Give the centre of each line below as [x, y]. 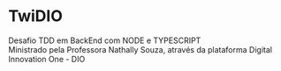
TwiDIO [35, 16]
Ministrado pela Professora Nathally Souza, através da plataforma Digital [140, 49]
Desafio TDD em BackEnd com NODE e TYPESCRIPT [105, 40]
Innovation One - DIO [47, 59]
